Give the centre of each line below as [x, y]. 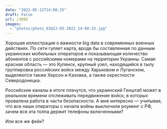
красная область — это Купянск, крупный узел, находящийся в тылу [80, 64]
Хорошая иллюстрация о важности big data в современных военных [80, 43]
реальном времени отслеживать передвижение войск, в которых [77, 96]
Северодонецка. [23, 81]
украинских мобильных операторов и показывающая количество [77, 54]
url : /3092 [17, 19]
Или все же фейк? [25, 121]
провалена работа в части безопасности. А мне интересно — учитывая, [83, 101]
